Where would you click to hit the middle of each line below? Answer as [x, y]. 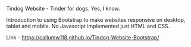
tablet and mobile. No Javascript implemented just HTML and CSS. [88, 26]
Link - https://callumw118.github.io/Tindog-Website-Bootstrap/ [83, 37]
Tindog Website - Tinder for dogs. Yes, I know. [63, 9]
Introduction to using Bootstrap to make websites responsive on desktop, [96, 20]
